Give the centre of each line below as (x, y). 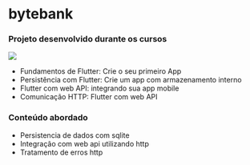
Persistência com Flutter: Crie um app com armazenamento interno (131, 80)
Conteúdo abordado (48, 118)
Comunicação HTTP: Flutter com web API (89, 97)
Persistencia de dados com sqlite (75, 135)
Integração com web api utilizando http (85, 143)
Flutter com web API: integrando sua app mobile (99, 88)
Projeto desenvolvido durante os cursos (88, 39)
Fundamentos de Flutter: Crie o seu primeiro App (101, 71)
